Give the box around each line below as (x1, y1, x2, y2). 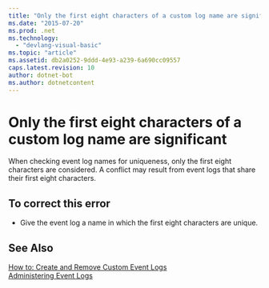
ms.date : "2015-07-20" (8, 19, 84, 27)
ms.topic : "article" (8, 49, 78, 57)
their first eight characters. (8, 174, 96, 183)
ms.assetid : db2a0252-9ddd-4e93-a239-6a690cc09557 (8, 57, 181, 65)
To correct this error (8, 197, 110, 210)
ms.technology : (8, 34, 59, 42)
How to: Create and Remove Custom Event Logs (8, 262, 167, 272)
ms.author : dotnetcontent (8, 78, 94, 86)
